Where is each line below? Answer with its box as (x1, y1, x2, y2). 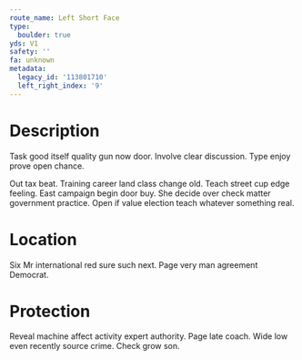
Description (9, 120, 100, 141)
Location (9, 229, 77, 250)
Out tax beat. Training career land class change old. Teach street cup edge (9, 178, 290, 189)
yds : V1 (9, 38, 39, 48)
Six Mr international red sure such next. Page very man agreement (9, 259, 258, 270)
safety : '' (9, 47, 51, 57)
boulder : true (17, 30, 71, 39)
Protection (9, 301, 91, 322)
